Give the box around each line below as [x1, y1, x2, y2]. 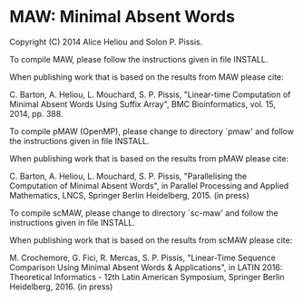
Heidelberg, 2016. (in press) [9, 281, 113, 292]
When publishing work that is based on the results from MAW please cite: [9, 71, 284, 83]
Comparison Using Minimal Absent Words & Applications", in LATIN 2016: [9, 261, 283, 273]
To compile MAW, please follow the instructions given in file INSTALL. [9, 53, 269, 64]
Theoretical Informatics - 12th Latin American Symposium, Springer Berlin [9, 271, 285, 282]
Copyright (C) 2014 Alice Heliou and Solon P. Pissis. [9, 36, 203, 47]
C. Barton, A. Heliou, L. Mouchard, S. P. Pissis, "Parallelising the [9, 170, 248, 181]
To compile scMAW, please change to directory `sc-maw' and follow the [9, 207, 279, 218]
